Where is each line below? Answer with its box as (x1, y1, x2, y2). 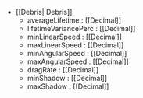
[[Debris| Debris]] (15, 8, 73, 16)
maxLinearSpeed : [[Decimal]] (27, 40, 124, 50)
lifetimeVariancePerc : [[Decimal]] (27, 24, 136, 33)
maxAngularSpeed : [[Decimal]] (27, 57, 129, 66)
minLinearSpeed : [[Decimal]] (27, 32, 123, 41)
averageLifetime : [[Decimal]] (27, 16, 122, 25)
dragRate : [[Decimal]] (27, 65, 99, 74)
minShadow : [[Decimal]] (27, 74, 108, 82)
